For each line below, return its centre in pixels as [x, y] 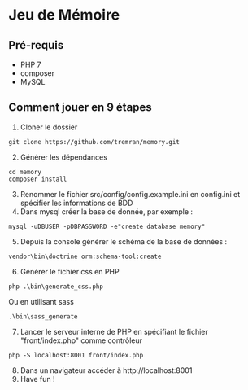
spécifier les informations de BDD [76, 203]
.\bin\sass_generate [44, 316]
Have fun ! [37, 379]
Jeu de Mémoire [64, 15]
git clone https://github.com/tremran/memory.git [94, 142]
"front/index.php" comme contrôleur [81, 340]
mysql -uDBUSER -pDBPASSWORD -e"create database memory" [107, 226]
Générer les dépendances [64, 157]
